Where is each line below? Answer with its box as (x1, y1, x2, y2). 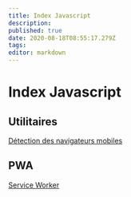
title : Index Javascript (8, 11, 91, 20)
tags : (8, 41, 26, 49)
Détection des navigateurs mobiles (8, 136, 123, 145)
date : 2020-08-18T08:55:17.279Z (8, 33, 116, 42)
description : (8, 19, 52, 27)
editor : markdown (8, 49, 66, 57)
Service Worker (8, 180, 60, 190)
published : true (8, 26, 62, 34)
